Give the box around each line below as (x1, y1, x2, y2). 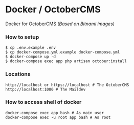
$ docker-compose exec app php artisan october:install (5, 59, 127, 64)
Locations (5, 70, 31, 78)
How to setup (5, 33, 39, 41)
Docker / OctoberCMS (5, 4, 101, 15)
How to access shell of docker (5, 99, 82, 106)
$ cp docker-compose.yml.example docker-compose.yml (5, 50, 120, 55)
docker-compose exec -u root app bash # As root (5, 115, 111, 120)
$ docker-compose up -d (5, 54, 56, 60)
